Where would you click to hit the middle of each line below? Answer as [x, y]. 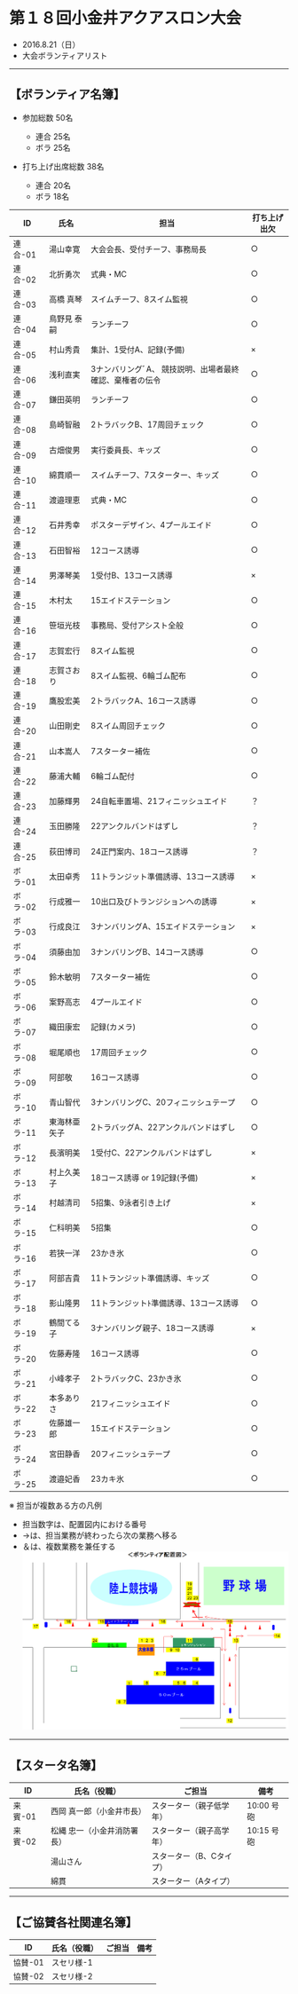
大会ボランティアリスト [65, 55]
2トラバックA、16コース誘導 [143, 701]
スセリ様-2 [72, 1976]
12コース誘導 [115, 550]
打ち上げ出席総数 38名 [63, 166]
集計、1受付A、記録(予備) [137, 349]
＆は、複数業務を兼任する [69, 1547]
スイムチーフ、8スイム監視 [139, 299]
